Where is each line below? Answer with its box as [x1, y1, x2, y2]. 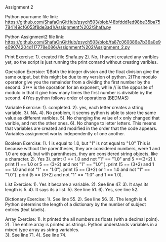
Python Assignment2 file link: [5, 34, 65, 40]
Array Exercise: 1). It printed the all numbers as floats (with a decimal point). [5, 216, 159, 222]
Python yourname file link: [5, 14, 58, 19]
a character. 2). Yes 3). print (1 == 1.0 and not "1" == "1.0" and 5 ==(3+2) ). [5, 156, 157, 162]
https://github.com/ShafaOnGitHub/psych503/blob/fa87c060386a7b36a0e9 [5, 39, 161, 45]
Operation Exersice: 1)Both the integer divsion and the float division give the [5, 69, 160, 75]
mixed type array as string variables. [5, 227, 80, 233]
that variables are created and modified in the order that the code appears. [5, 125, 157, 131]
